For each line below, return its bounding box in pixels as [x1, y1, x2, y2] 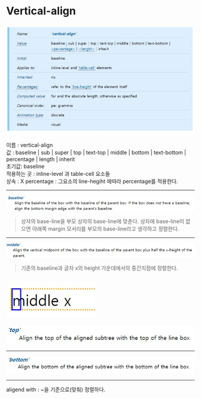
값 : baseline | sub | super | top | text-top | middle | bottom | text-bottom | [6, 148, 187, 156]
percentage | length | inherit [6, 156, 75, 163]
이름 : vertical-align [6, 141, 53, 148]
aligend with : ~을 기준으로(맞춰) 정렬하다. [6, 386, 106, 393]
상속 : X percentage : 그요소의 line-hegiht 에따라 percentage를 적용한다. [6, 178, 178, 185]
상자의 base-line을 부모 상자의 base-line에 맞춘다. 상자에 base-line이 [20, 217, 184, 225]
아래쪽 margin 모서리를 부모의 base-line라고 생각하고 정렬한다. [32, 225, 179, 232]
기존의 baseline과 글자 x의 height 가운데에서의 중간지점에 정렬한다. [20, 264, 178, 272]
